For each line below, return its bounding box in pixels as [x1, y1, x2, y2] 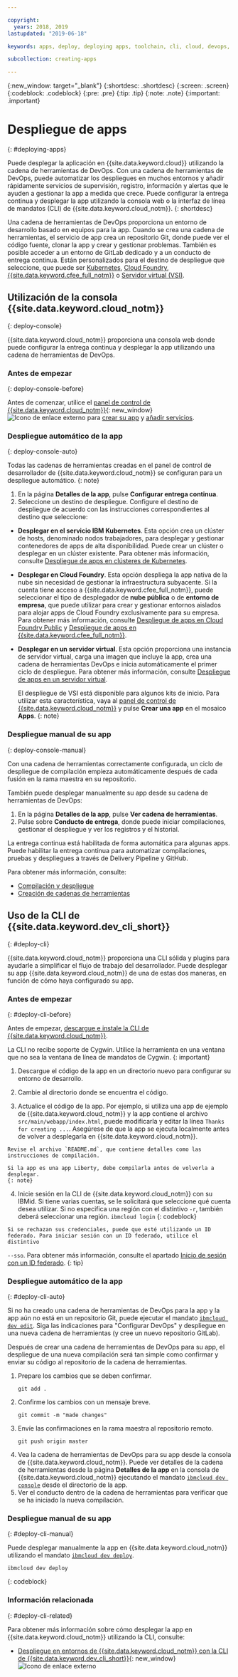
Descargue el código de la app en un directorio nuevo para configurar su [17, 1066, 232, 1075]
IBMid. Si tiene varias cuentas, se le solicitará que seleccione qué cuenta [17, 1197, 232, 1206]
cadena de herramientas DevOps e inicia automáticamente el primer [17, 660, 217, 669]
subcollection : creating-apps [7, 56, 97, 63]
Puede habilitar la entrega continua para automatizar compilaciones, [7, 846, 207, 855]
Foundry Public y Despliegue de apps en [17, 624, 137, 632]
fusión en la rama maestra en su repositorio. [7, 774, 136, 783]
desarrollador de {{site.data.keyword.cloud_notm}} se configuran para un [7, 469, 222, 477]
